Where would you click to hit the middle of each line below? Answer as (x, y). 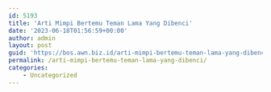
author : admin (32, 38)
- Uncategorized (50, 75)
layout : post (30, 46)
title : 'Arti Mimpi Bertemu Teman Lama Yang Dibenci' (101, 23)
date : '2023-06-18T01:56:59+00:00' (68, 30)
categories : (28, 68)
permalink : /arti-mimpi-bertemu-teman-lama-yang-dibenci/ (108, 61)
